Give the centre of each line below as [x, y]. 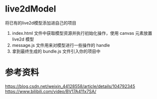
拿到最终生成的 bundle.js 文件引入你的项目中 [56, 51]
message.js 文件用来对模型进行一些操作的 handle [61, 45]
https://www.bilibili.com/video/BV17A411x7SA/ [51, 91]
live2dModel [31, 9]
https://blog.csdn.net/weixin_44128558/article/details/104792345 [70, 86]
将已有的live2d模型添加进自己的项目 [41, 23]
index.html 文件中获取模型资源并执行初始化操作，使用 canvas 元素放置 [82, 33]
